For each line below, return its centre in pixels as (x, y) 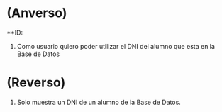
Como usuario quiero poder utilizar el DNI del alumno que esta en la (116, 46)
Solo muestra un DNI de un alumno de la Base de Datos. (99, 102)
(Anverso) (37, 13)
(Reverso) (36, 83)
